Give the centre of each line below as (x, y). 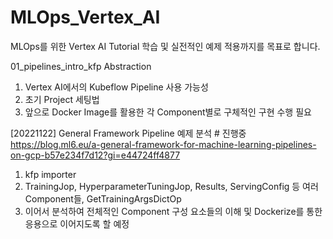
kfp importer (50, 174)
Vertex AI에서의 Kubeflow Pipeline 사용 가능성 (116, 87)
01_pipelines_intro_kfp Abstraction (81, 66)
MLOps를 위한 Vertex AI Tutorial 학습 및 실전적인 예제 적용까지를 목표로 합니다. (165, 46)
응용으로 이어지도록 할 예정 (77, 223)
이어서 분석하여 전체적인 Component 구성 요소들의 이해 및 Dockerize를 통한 (173, 211)
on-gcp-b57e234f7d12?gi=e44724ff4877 (95, 155)
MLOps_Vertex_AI (85, 17)
